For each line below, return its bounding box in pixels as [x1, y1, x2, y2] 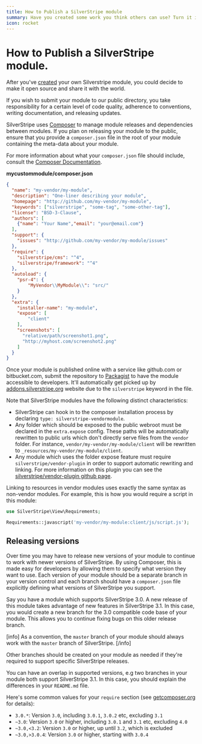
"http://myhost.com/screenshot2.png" [22, 338, 117, 344]
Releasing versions [6, 536, 79, 547]
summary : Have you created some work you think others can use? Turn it [6, 14, 192, 20]
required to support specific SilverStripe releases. [6, 657, 129, 665]
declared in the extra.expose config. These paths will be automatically [14, 428, 189, 435]
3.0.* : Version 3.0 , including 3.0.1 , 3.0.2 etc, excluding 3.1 [14, 711, 164, 719]
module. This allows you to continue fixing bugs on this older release [6, 615, 177, 622]
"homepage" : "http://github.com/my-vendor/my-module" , [11, 198, 152, 205]
